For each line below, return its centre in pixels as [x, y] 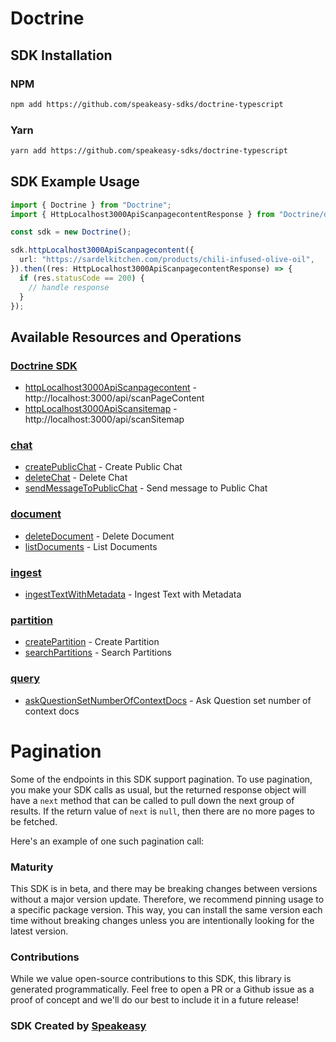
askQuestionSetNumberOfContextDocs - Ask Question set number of [168, 700]
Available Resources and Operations [126, 337]
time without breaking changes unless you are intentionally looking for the [162, 920]
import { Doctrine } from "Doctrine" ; [91, 205]
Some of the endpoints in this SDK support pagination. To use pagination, [161, 779]
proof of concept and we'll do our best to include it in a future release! [154, 1000]
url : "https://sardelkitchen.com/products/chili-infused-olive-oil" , [167, 260]
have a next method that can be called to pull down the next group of [152, 800]
